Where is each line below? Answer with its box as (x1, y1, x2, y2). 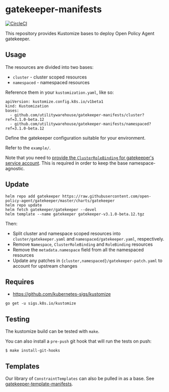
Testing (5, 315, 30, 323)
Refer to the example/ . (5, 144, 51, 151)
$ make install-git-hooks (5, 348, 60, 353)
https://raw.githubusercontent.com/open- (62, 194, 152, 199)
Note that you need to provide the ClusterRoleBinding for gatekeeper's (5, 154, 154, 161)
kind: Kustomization (5, 103, 49, 109)
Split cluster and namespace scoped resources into (12, 230, 121, 237)
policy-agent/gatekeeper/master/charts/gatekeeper (5, 198, 115, 203)
